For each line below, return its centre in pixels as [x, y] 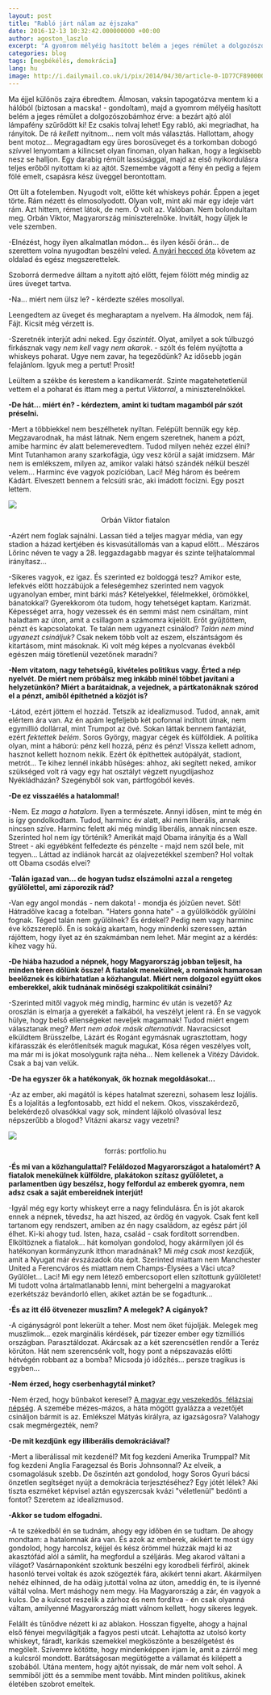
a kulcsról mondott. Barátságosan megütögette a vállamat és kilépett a [125, 1658]
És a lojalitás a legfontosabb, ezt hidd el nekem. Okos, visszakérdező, [124, 1103]
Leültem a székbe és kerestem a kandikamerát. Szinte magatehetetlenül [128, 380]
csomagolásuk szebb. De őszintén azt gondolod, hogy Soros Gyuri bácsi [129, 1474]
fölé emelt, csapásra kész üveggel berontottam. [88, 176]
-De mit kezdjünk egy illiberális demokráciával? [90, 1440]
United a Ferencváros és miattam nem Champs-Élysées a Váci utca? [122, 1268]
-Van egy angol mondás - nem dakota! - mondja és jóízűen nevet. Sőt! [125, 903]
